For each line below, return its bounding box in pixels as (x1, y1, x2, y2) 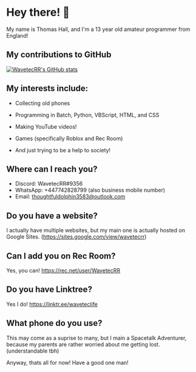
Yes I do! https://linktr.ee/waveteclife (6, 300, 98, 308)
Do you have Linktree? (6, 285, 93, 295)
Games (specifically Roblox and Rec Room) (15, 135, 123, 142)
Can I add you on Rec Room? (6, 251, 116, 261)
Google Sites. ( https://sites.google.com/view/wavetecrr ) (6, 233, 147, 240)
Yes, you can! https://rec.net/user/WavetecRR (6, 267, 120, 274)
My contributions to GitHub (6, 50, 112, 60)
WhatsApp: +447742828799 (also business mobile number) (15, 186, 166, 194)
